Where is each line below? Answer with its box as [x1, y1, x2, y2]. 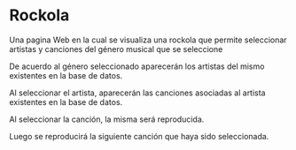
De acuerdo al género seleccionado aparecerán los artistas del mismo [9, 61, 265, 71]
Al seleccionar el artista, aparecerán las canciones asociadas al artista [9, 87, 266, 98]
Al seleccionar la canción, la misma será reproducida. [9, 114, 205, 124]
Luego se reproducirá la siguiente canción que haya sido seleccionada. [9, 131, 269, 141]
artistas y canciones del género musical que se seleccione [9, 43, 223, 54]
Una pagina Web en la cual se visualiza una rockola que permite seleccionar [9, 34, 287, 45]
